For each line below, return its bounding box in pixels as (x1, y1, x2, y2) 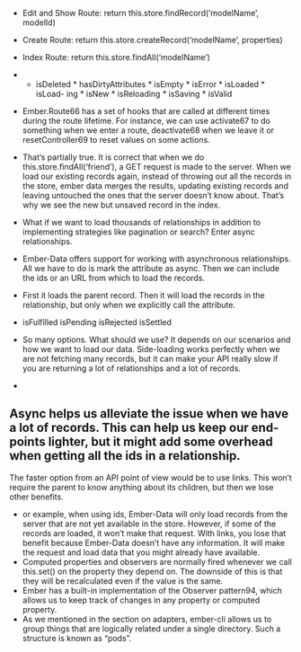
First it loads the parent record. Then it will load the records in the (22, 290, 265, 300)
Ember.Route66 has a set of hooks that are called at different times (22, 106, 270, 116)
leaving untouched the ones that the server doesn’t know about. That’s (22, 190, 285, 200)
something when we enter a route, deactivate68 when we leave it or (22, 125, 275, 136)
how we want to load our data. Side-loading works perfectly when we (22, 344, 280, 354)
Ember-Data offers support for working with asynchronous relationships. (22, 253, 292, 264)
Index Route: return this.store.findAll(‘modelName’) (22, 52, 211, 62)
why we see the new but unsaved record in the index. (22, 199, 221, 210)
